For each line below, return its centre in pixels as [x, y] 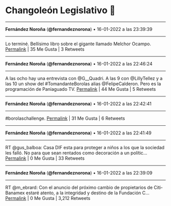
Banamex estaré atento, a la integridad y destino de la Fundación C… [77, 193]
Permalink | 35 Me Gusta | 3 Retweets [45, 49]
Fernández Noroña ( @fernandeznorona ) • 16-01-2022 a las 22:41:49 [78, 133]
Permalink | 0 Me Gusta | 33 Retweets [45, 158]
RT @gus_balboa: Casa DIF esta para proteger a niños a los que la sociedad [85, 147]
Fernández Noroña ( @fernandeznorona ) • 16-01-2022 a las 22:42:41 [78, 104]
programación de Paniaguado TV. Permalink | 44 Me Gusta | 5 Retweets [81, 89]
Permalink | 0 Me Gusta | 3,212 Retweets [48, 198]
